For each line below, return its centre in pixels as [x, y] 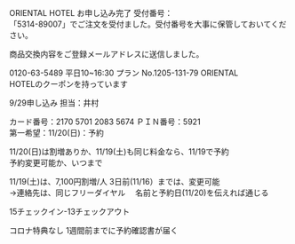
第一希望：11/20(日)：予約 [57, 133]
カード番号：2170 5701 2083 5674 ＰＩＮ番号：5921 [105, 122]
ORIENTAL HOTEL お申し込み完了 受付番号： [91, 13]
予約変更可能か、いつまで [56, 163]
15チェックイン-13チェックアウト [70, 212]
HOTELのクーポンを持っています [69, 84]
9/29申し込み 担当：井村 [54, 103]
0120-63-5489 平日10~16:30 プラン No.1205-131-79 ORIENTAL [124, 73]
